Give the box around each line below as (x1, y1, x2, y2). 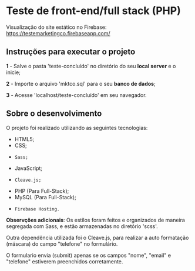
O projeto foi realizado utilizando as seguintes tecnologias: (6, 124, 148, 131)
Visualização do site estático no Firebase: (6, 24, 107, 31)
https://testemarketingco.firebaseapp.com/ (6, 29, 110, 36)
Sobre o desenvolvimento (6, 109, 102, 119)
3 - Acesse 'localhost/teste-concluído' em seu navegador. (6, 91, 147, 98)
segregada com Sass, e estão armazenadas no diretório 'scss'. (6, 222, 159, 230)
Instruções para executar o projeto (6, 47, 136, 57)
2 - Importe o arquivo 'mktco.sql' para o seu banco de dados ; (6, 80, 156, 87)
